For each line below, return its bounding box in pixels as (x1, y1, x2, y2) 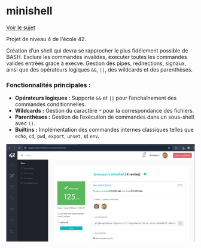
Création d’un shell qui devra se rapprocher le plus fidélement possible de (6, 46, 188, 54)
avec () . (14, 120, 36, 127)
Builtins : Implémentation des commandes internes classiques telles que (14, 126, 194, 134)
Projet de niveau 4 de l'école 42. (6, 35, 87, 42)
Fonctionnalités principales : (6, 80, 91, 89)
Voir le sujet (6, 24, 36, 31)
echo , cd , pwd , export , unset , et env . (14, 132, 100, 139)
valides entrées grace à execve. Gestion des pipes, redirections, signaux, (6, 60, 187, 67)
